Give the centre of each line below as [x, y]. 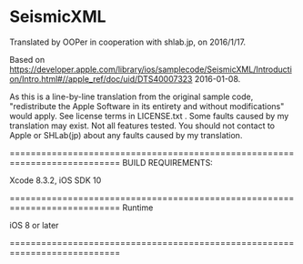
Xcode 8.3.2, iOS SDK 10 [56, 180]
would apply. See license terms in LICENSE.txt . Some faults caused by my [149, 116]
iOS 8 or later [34, 225]
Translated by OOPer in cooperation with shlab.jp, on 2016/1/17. [128, 42]
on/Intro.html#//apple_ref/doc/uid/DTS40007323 [101, 78]
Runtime [138, 208]
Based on [27, 59]
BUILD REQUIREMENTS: [168, 162]
